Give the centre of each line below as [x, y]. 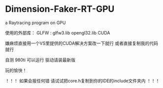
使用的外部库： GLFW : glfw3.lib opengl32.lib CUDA [58, 32]
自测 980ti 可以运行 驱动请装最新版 [40, 59]
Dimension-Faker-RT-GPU [60, 9]
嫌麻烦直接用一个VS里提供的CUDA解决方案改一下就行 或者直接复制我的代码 [82, 43]
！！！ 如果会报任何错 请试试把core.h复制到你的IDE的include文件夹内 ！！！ [82, 81]
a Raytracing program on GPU [35, 23]
